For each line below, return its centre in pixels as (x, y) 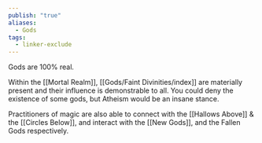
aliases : (22, 23)
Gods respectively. (39, 131)
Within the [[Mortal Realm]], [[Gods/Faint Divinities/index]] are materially (125, 82)
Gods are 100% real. (41, 67)
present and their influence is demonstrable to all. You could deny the (121, 90)
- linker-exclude (44, 45)
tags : (17, 37)
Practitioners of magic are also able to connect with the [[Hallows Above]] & (131, 114)
